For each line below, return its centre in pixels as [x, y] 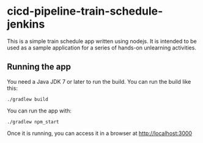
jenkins [26, 24]
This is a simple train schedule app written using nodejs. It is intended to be [102, 41]
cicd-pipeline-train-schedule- [85, 11]
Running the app [39, 67]
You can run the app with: [39, 111]
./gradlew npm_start [33, 122]
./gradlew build [28, 99]
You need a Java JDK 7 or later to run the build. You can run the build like [99, 81]
